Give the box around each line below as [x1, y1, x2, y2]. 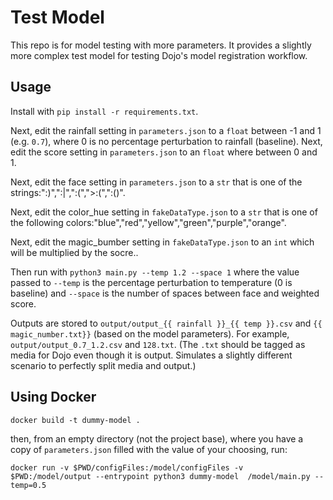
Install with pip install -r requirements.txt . [10, 105, 199, 117]
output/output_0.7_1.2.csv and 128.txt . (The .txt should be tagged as [10, 338, 306, 350]
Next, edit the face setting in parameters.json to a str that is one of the [10, 176, 303, 188]
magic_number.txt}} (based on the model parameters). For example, [10, 327, 290, 340]
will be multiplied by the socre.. [10, 246, 139, 258]
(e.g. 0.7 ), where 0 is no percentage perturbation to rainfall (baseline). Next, [10, 135, 323, 147]
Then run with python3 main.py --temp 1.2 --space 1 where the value [10, 266, 300, 278]
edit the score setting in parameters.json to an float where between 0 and [10, 146, 318, 158]
